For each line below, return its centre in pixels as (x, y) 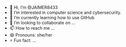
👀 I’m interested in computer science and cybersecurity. (65, 12)
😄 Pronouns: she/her (31, 35)
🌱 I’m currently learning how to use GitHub (52, 18)
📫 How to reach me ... (32, 28)
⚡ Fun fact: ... (23, 40)
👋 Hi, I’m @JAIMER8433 (34, 7)
